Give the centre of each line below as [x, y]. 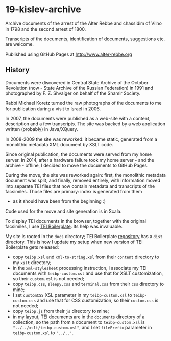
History [17, 70]
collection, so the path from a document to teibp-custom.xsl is [79, 322]
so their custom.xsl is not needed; [48, 278]
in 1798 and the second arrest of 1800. [46, 29]
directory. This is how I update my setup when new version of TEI [74, 242]
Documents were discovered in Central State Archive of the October [77, 82]
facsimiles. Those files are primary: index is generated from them [74, 191]
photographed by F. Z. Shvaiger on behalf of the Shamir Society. [73, 93]
